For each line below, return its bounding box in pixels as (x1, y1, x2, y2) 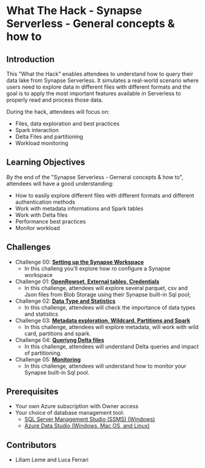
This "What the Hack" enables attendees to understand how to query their (6, 70, 194, 77)
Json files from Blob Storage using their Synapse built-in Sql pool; (24, 291, 191, 298)
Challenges (6, 242, 51, 253)
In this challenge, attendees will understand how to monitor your (24, 362, 187, 370)
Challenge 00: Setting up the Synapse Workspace (15, 258, 144, 266)
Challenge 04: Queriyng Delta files (15, 336, 105, 343)
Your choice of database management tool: (15, 409, 124, 417)
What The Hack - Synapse (6, 4, 143, 18)
